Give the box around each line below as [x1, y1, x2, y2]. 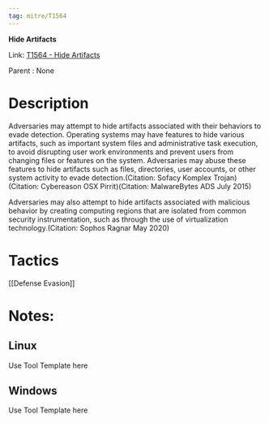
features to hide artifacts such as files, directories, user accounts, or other [8, 164, 257, 174]
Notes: [8, 306, 55, 325]
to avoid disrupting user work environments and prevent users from [8, 147, 233, 157]
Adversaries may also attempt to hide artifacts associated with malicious [8, 196, 250, 207]
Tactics [8, 251, 59, 270]
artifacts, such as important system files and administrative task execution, [8, 138, 258, 148]
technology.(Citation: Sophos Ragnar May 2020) [8, 222, 170, 232]
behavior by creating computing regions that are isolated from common [8, 205, 247, 215]
